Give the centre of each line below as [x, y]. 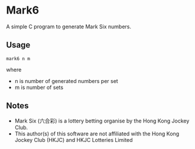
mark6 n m [18, 59]
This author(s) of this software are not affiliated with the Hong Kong [97, 134]
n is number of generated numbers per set [66, 81]
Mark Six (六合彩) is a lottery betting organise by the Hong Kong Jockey [102, 121]
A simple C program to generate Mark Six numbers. [69, 27]
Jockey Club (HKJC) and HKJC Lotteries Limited [74, 140]
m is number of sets [39, 87]
